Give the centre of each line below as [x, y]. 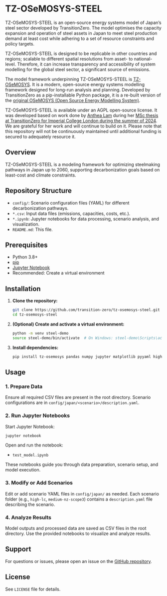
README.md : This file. [33, 229]
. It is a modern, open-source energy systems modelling [87, 84]
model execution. [23, 470]
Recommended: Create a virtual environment [58, 273]
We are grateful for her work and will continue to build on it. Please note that [83, 126]
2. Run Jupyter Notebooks [38, 415]
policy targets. [20, 43]
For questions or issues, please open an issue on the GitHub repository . [79, 561]
